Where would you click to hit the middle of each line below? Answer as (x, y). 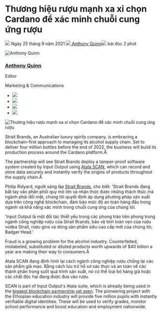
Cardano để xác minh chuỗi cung (73, 19)
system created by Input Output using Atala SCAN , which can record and (78, 167)
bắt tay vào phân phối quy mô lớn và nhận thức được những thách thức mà (79, 192)
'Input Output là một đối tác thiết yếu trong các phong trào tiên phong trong (80, 216)
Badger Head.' (19, 232)
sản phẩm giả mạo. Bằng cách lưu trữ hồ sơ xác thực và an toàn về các (76, 266)
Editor (11, 76)
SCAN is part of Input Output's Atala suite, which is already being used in (78, 286)
